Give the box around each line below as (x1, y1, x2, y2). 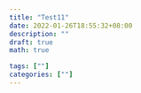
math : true (9, 46, 50, 55)
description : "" (9, 29, 69, 38)
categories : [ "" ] (9, 70, 74, 80)
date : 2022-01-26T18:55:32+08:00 (9, 21, 133, 30)
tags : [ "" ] (9, 62, 50, 71)
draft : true (9, 37, 53, 47)
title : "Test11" (9, 12, 69, 22)
